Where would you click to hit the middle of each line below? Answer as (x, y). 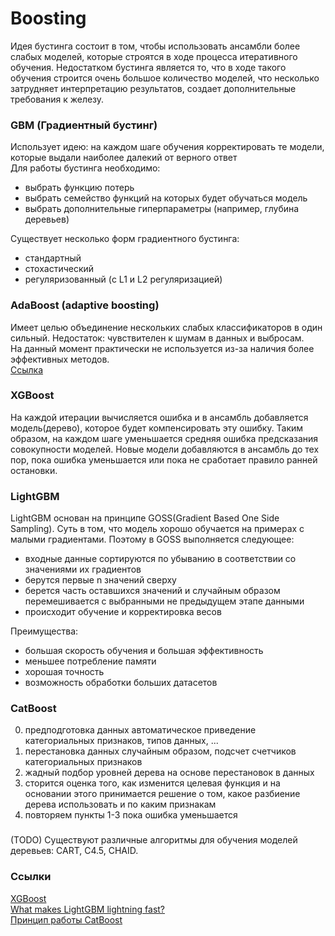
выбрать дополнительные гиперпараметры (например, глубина (162, 209)
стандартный (53, 258)
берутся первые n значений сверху (100, 580)
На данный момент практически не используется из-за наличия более (162, 348)
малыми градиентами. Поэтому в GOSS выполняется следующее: (152, 539)
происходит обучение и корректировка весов (123, 612)
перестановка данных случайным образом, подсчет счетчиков (160, 751)
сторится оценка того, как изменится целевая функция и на (152, 783)
